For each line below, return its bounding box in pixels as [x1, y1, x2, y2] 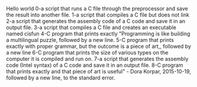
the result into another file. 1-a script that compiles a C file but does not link [6, 11, 189, 18]
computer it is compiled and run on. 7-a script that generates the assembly [6, 56, 189, 62]
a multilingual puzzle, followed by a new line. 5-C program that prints [6, 37, 175, 43]
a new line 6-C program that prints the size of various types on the [6, 49, 169, 56]
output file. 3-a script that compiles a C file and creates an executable [6, 24, 176, 31]
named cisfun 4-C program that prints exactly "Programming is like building [6, 30, 190, 37]
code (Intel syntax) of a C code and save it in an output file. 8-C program [6, 62, 183, 69]
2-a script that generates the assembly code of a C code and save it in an [6, 18, 186, 24]
